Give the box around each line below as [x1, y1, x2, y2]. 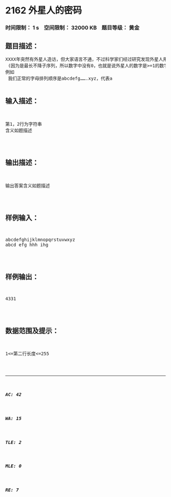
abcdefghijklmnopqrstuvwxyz [5, 237, 75, 243]
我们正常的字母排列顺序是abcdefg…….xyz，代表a [8, 75, 113, 81]
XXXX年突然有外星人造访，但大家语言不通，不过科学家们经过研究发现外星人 [5, 56, 163, 62]
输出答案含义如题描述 [5, 182, 50, 188]
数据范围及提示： [5, 326, 59, 335]
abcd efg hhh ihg [5, 242, 48, 248]
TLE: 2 [5, 439, 22, 445]
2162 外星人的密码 [5, 5, 82, 16]
